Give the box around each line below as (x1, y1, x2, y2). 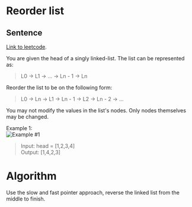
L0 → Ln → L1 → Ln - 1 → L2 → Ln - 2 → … (20, 96, 124, 102)
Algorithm (6, 170, 57, 183)
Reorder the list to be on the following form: (6, 84, 113, 91)
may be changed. (6, 114, 49, 120)
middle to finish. (6, 195, 46, 202)
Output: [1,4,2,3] (20, 149, 61, 156)
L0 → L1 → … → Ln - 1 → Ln (20, 73, 88, 79)
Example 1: (6, 125, 33, 131)
